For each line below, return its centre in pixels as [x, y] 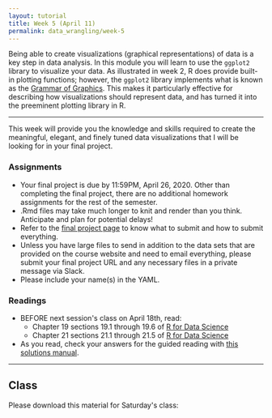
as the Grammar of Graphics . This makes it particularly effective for [121, 88]
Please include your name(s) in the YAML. [90, 279]
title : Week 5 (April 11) [52, 23]
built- [249, 71]
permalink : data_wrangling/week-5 [67, 31]
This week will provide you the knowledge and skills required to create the [132, 129]
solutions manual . [49, 352]
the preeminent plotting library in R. [67, 105]
